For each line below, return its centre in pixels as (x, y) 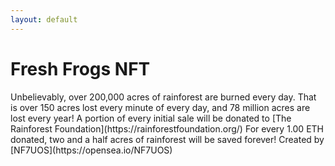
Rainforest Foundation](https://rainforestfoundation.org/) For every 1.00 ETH (167, 128)
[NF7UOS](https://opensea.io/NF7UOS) (91, 150)
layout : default (44, 19)
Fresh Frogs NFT (80, 68)
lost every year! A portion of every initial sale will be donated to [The (151, 118)
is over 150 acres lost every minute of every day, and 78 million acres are (160, 107)
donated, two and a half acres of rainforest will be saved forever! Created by (167, 139)
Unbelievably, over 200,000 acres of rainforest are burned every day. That (163, 97)
